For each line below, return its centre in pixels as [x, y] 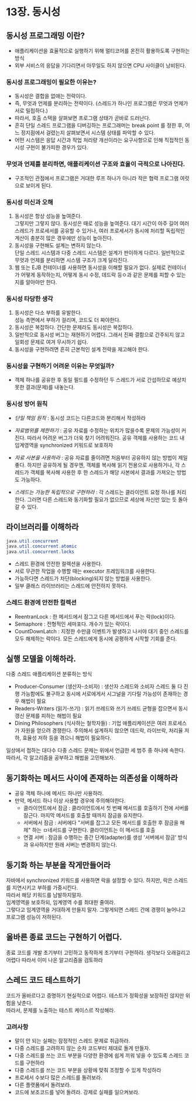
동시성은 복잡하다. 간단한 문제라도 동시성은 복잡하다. [74, 327]
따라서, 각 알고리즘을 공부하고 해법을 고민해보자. [61, 758]
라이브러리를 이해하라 [42, 527]
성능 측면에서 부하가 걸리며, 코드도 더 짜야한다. [68, 320]
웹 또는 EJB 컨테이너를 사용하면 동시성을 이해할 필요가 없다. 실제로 [90, 267]
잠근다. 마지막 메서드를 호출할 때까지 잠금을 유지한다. [83, 815]
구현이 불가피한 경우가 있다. [57, 147]
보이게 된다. [39, 185]
